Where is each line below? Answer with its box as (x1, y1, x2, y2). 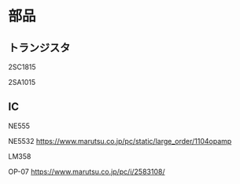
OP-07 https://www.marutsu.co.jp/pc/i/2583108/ (8, 167, 165, 176)
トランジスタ (8, 41, 71, 54)
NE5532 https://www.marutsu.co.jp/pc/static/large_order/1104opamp (8, 136, 232, 145)
